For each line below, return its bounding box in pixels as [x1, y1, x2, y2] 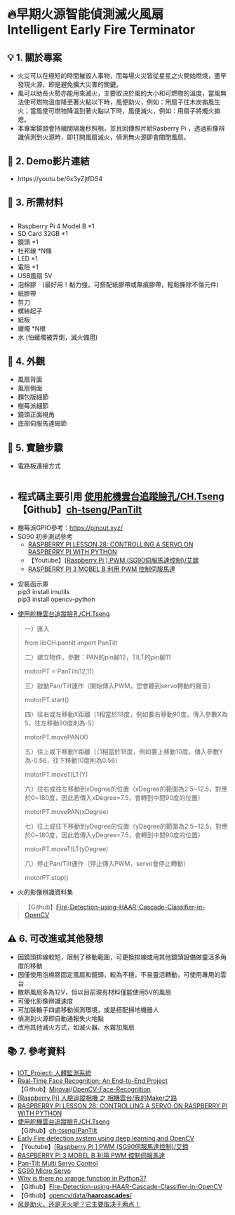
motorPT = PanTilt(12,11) [24, 667, 95, 676]
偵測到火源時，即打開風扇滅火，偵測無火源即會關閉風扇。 [23, 133, 190, 141]
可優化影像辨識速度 [17, 997, 74, 1005]
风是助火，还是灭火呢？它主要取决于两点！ [17, 1200, 141, 1208]
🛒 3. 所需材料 [7, 197, 64, 209]
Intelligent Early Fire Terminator [7, 22, 196, 38]
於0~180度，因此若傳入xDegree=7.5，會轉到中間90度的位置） [24, 794, 205, 802]
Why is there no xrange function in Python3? [17, 1174, 147, 1182]
